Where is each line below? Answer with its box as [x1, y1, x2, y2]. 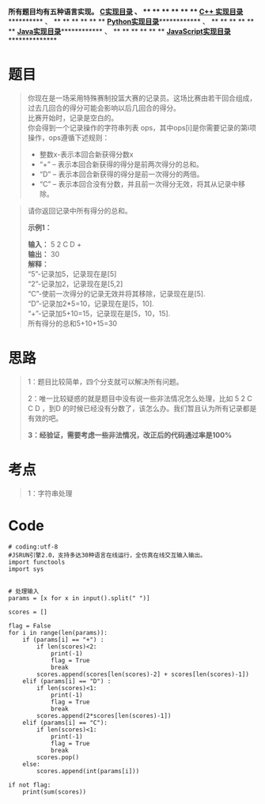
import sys [8, 564, 44, 573]
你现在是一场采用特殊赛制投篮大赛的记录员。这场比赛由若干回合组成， [27, 93, 257, 103]
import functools [8, 558, 66, 566]
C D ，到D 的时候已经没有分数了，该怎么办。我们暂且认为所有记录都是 [27, 403, 257, 413]
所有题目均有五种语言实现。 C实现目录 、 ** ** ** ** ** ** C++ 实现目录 [8, 7, 244, 16]
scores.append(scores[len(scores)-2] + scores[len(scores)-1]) [36, 670, 249, 678]
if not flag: [8, 781, 51, 789]
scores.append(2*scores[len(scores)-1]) [36, 712, 172, 719]
